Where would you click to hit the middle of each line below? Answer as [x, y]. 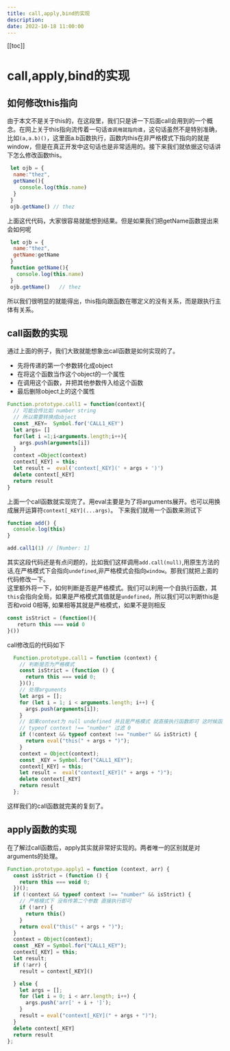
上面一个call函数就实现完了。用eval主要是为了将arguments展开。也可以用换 [114, 501]
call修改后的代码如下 [36, 645]
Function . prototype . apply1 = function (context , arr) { [88, 869]
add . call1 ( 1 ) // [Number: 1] [49, 548]
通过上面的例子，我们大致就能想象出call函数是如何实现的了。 [93, 351]
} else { [26, 984]
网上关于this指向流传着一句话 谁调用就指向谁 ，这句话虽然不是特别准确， [123, 129]
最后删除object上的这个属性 [56, 392]
